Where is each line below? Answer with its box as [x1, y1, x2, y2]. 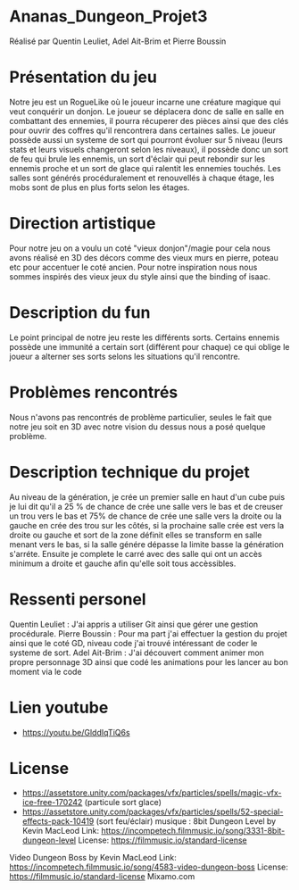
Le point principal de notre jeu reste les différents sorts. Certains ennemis [9, 332, 280, 343]
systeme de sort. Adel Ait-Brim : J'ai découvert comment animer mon [9, 647, 265, 658]
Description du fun [9, 303, 151, 322]
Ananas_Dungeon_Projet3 [9, 6, 208, 27]
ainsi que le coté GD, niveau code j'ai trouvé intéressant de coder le [9, 637, 258, 648]
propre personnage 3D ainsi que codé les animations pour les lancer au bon [9, 656, 288, 667]
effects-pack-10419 [21, 816, 95, 827]
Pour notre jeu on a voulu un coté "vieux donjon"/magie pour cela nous [9, 243, 270, 254]
